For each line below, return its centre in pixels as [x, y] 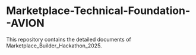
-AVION [25, 23]
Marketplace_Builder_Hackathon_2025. [54, 46]
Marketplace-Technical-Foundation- [98, 11]
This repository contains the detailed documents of [69, 39]
